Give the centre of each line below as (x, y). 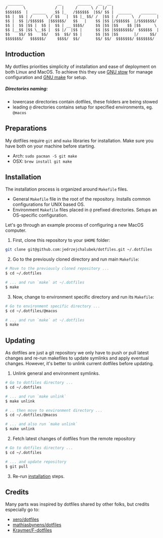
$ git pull (17, 467)
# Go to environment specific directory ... (53, 306)
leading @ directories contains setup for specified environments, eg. (83, 107)
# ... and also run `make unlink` (42, 424)
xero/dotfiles (26, 519)
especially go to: (22, 510)
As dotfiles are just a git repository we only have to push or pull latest (77, 353)
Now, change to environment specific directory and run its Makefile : (83, 297)
